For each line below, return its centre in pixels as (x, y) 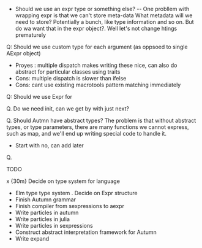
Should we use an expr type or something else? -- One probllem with (102, 9)
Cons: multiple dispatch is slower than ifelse (71, 78)
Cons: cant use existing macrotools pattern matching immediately (98, 85)
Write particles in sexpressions (54, 226)
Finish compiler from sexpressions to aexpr (69, 206)
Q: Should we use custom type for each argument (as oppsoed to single (97, 47)
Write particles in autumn (47, 212)
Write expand (32, 238)
